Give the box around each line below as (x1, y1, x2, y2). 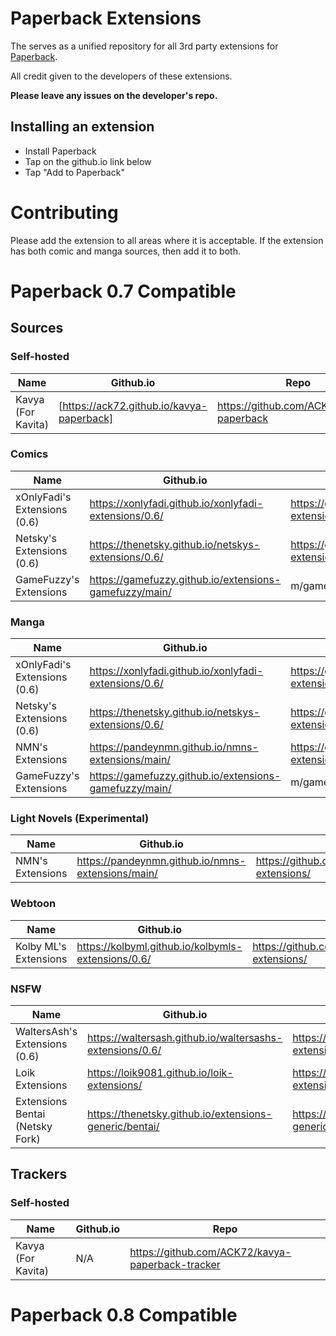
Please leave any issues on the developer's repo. (10, 89, 218, 101)
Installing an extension (10, 118, 155, 136)
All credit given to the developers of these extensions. (10, 70, 233, 82)
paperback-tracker (129, 1257, 221, 1271)
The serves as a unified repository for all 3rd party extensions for (10, 40, 279, 52)
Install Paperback (24, 145, 97, 157)
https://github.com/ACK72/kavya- (129, 1245, 292, 1259)
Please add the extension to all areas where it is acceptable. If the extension (10, 234, 324, 246)
